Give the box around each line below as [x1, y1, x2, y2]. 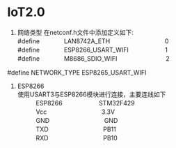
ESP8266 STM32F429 [35, 98, 136, 107]
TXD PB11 [35, 125, 116, 133]
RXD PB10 [35, 133, 118, 142]
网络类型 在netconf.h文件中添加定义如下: [17, 28, 134, 36]
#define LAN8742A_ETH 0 [17, 36, 169, 45]
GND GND [35, 116, 118, 124]
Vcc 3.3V [35, 108, 115, 116]
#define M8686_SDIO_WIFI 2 [17, 54, 170, 63]
